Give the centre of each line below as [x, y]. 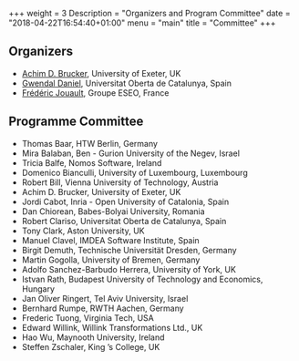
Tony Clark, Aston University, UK [83, 231]
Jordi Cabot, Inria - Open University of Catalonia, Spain [125, 201]
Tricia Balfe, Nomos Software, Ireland [92, 162]
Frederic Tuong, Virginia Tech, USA [88, 317]
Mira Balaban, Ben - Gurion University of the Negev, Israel [131, 153]
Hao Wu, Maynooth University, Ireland [93, 337]
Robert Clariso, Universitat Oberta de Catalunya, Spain [124, 221]
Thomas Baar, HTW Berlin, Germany [90, 143]
